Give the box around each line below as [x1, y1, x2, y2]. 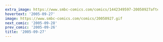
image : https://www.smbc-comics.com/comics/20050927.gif [5, 16, 123, 21]
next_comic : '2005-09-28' [5, 20, 57, 26]
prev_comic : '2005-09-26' [5, 25, 57, 30]
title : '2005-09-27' [5, 29, 47, 34]
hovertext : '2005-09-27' [5, 12, 55, 16]
